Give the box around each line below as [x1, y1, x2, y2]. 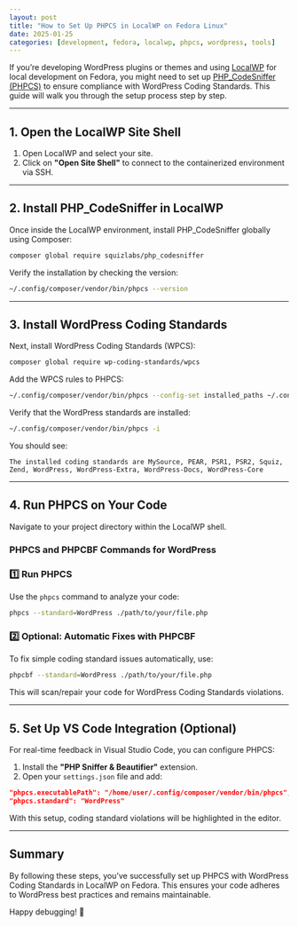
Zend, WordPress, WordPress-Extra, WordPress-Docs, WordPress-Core [9, 465, 264, 475]
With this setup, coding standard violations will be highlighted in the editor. [9, 812, 282, 823]
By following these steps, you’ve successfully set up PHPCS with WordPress [9, 870, 289, 881]
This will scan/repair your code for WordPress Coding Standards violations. [9, 687, 285, 698]
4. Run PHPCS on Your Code [9, 498, 168, 513]
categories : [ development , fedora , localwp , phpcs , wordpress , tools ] [9, 37, 276, 47]
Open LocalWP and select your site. [21, 148, 153, 159]
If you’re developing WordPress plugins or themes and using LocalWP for [9, 62, 278, 73]
